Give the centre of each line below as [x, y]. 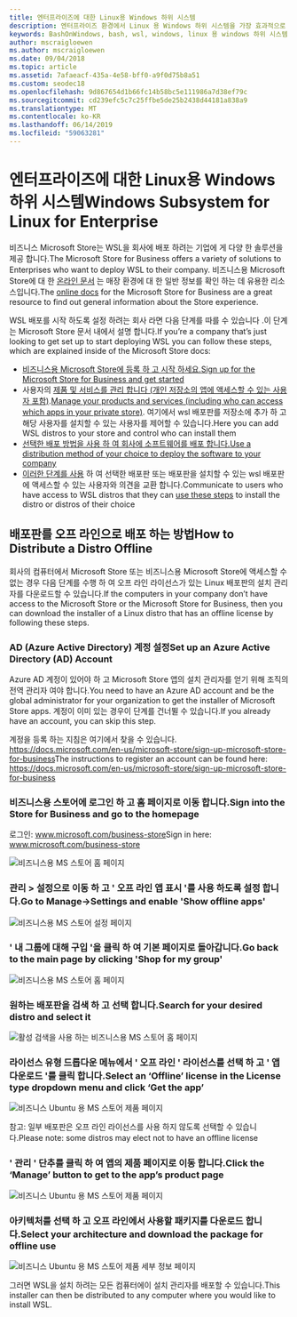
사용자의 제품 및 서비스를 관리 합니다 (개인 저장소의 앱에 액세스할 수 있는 [146, 389]
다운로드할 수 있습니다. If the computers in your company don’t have [147, 593]
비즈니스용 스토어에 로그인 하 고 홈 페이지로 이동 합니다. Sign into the [147, 802]
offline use [33, 1246]
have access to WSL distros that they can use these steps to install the [151, 494]
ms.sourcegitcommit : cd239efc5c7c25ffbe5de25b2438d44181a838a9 [129, 100]
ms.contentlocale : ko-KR [55, 116]
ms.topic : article [43, 68]
